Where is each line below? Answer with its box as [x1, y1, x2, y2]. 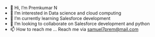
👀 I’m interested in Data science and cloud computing [10, 10, 122, 16]
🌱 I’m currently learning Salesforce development [10, 15, 111, 21]
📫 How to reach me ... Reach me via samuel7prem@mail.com [10, 26, 139, 32]
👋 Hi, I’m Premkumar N [10, 5, 58, 10]
